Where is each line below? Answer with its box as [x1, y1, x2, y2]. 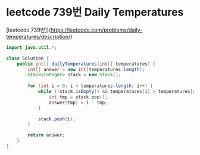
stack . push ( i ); [37, 116, 76, 122]
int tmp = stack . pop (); [48, 94, 108, 100]
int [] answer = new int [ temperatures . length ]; [27, 66, 145, 72]
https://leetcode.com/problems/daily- [50, 26, 143, 33]
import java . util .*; [6, 44, 58, 51]
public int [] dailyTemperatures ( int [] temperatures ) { [17, 61, 156, 67]
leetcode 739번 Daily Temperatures [6, 5, 184, 19]
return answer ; [27, 132, 65, 138]
